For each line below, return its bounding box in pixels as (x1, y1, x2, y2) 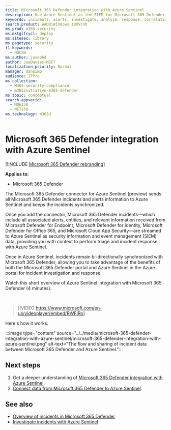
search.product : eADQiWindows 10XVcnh (5, 21, 88, 27)
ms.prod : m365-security (5, 26, 56, 32)
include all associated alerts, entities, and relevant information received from (5, 217, 166, 223)
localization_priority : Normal (5, 64, 72, 69)
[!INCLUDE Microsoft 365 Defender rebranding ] (5, 161, 105, 167)
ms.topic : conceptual (5, 93, 51, 98)
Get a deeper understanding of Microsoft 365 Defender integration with (12, 375, 163, 381)
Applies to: (5, 171, 29, 177)
